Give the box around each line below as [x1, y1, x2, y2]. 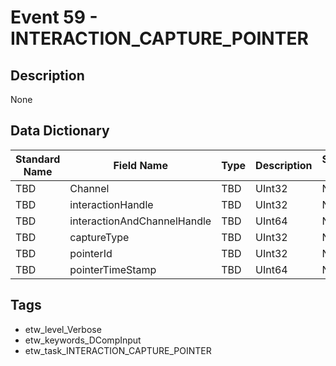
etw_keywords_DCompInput [24, 334, 142, 346]
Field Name [113, 158, 168, 172]
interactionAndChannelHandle [69, 214, 212, 228]
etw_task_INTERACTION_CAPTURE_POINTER [24, 344, 212, 356]
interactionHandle [69, 197, 154, 211]
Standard [15, 152, 61, 166]
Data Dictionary [10, 122, 110, 140]
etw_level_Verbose [24, 323, 102, 335]
